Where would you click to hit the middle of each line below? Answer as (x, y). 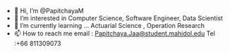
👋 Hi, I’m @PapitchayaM (49, 11)
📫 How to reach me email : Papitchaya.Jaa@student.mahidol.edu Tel (114, 33)
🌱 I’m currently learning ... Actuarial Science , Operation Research (109, 25)
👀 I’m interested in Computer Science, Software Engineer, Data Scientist (119, 18)
